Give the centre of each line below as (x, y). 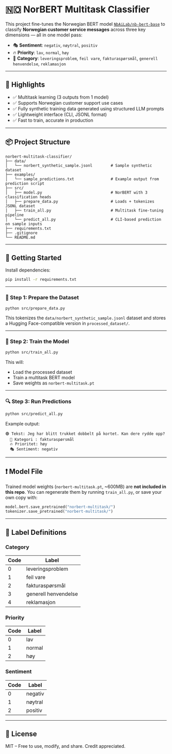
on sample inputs (24, 224)
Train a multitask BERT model (44, 377)
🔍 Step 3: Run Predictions (38, 401)
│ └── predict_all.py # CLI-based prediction (83, 219)
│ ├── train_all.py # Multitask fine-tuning (84, 210)
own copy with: (21, 497)
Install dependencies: (28, 270)
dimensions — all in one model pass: (44, 35)
